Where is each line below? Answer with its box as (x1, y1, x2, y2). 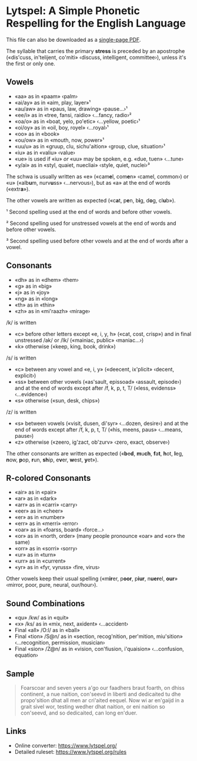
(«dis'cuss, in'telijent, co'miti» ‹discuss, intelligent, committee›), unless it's (6, 54, 186, 61)
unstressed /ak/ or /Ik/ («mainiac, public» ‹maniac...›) (14, 337, 144, 344)
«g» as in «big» (14, 283, 52, 290)
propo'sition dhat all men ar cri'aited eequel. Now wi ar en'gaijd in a (20, 697, 184, 704)
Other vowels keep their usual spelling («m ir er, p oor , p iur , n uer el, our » (6, 575, 178, 582)
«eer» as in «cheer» (14, 507, 64, 514)
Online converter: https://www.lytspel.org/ (14, 742, 117, 749)
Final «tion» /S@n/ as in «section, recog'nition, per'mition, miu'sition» (14, 633, 183, 640)
